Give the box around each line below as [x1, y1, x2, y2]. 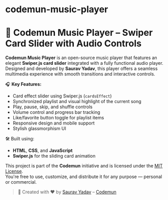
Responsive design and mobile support [12, 120, 95, 126]
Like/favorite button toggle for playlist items [12, 115, 104, 121]
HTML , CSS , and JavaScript [12, 147, 73, 154]
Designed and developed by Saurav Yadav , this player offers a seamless [5, 65, 158, 72]
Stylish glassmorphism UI [12, 126, 66, 132]
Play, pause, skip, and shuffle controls [12, 104, 93, 110]
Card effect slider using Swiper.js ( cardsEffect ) [12, 93, 112, 99]
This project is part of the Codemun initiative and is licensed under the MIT [5, 163, 163, 169]
